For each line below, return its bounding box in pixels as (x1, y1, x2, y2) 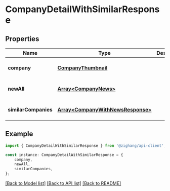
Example (5, 130, 33, 138)
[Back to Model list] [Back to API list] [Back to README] (5, 180, 121, 186)
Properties (5, 34, 39, 43)
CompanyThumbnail (57, 64, 108, 71)
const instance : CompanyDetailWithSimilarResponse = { (5, 152, 123, 158)
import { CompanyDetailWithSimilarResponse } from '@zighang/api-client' (5, 143, 164, 148)
